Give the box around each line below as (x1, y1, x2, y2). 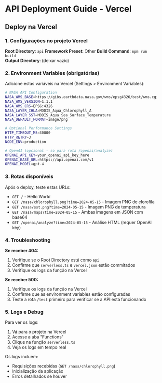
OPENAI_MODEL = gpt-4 (5, 161, 44, 167)
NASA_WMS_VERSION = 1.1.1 (5, 99, 53, 104)
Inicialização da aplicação (12, 368, 64, 374)
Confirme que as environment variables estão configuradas (12, 291, 130, 297)
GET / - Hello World (12, 193, 51, 199)
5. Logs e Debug (5, 308, 44, 315)
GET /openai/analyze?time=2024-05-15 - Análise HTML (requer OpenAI (12, 219, 152, 225)
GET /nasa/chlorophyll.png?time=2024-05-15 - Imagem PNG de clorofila (12, 199, 155, 205)
